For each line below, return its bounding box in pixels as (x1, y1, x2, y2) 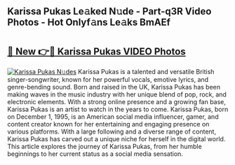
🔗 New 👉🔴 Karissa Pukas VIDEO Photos (7, 45, 186, 57)
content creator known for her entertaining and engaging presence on (7, 120, 210, 128)
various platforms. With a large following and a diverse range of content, (7, 127, 216, 136)
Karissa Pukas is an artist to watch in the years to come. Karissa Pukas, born (7, 105, 229, 113)
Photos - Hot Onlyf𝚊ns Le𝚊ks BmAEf (7, 17, 170, 29)
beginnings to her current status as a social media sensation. (7, 150, 184, 158)
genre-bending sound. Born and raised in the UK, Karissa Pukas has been (7, 83, 221, 91)
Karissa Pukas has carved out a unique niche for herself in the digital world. (7, 135, 226, 143)
